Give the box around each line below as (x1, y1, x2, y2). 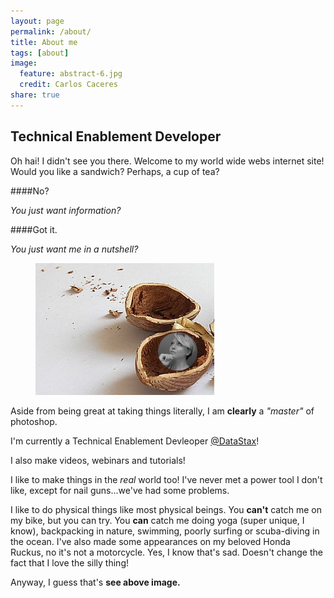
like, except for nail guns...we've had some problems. (10, 484, 230, 496)
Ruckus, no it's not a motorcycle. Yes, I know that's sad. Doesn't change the (10, 546, 323, 558)
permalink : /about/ (10, 26, 92, 37)
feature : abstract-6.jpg (19, 69, 123, 79)
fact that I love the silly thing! (10, 556, 130, 569)
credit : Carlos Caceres (19, 80, 118, 90)
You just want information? (10, 204, 122, 216)
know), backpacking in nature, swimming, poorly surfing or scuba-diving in (10, 525, 320, 537)
